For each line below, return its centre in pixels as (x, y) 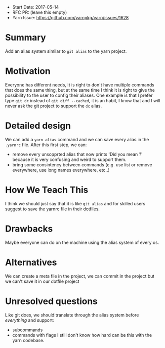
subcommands (27, 330)
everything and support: (30, 320)
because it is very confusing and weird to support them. (69, 159)
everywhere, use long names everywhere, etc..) (61, 170)
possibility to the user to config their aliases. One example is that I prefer (79, 95)
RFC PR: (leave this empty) (40, 12)
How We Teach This (47, 190)
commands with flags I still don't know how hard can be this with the (82, 335)
